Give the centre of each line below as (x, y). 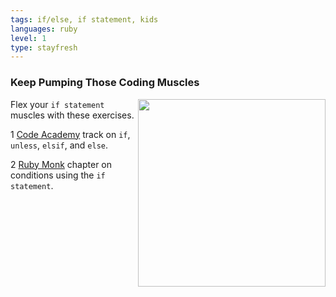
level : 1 (28, 38)
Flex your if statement (57, 104)
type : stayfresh (44, 47)
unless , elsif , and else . (59, 145)
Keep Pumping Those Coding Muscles (105, 83)
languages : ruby (44, 29)
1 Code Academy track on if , (70, 134)
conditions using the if (58, 175)
